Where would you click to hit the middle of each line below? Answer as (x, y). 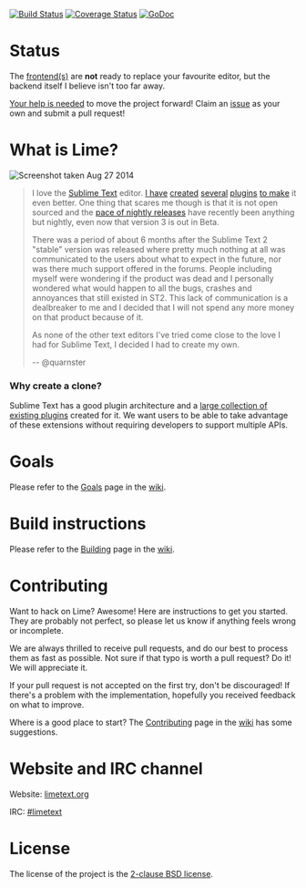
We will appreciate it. (49, 667)
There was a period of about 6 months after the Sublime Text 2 (150, 239)
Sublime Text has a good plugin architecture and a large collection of (138, 406)
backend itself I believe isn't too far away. (87, 86)
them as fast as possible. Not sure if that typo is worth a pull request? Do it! (150, 657)
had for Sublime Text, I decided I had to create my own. (135, 344)
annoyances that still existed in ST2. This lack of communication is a (160, 297)
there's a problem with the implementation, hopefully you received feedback (153, 695)
